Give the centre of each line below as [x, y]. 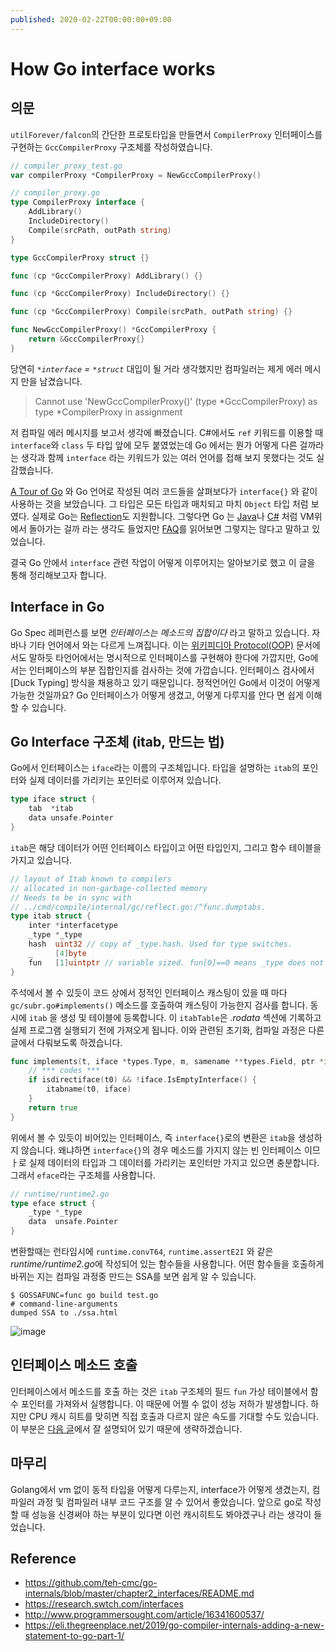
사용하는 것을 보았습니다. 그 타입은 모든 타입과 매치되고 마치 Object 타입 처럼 [159, 503]
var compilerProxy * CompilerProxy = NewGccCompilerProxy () [136, 175]
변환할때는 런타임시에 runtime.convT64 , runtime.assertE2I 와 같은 [142, 1251]
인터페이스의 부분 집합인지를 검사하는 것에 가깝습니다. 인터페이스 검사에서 [171, 670]
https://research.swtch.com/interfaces [104, 1604]
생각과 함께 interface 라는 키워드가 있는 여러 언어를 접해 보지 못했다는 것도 [167, 457]
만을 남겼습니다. [51, 381]
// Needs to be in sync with [71, 897]
